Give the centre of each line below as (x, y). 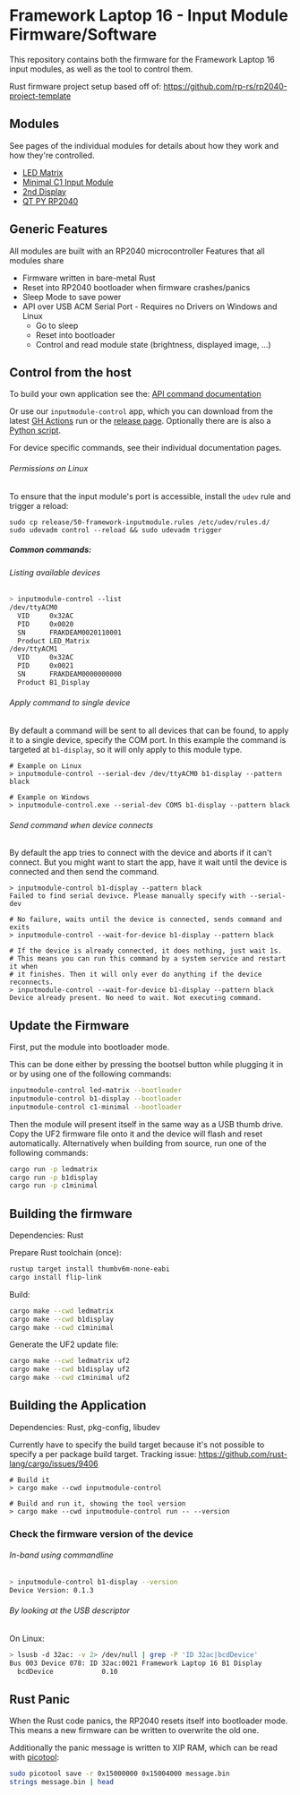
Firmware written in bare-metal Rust (89, 278)
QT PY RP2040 (50, 201)
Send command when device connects (81, 824)
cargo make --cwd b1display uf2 (69, 1369)
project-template (40, 96)
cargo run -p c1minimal (54, 1186)
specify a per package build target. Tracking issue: (103, 1454)
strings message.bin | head (62, 1782)
